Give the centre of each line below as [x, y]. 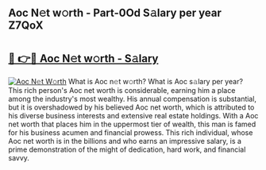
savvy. [19, 158]
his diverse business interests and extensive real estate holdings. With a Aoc [133, 116]
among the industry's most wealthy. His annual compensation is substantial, [132, 99]
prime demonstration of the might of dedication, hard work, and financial [127, 149]
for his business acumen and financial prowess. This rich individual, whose [131, 133]
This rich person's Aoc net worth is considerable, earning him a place [122, 90]
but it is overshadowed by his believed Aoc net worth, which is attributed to [131, 107]
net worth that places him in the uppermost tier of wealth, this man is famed [132, 124]
